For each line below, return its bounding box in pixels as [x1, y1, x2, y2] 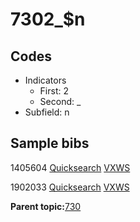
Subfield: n [24, 106, 70, 118]
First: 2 [39, 85, 69, 97]
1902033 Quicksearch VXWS [10, 181, 130, 193]
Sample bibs [10, 135, 90, 152]
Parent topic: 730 [10, 200, 82, 212]
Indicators [24, 74, 67, 86]
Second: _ [39, 96, 82, 107]
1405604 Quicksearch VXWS [10, 161, 131, 173]
